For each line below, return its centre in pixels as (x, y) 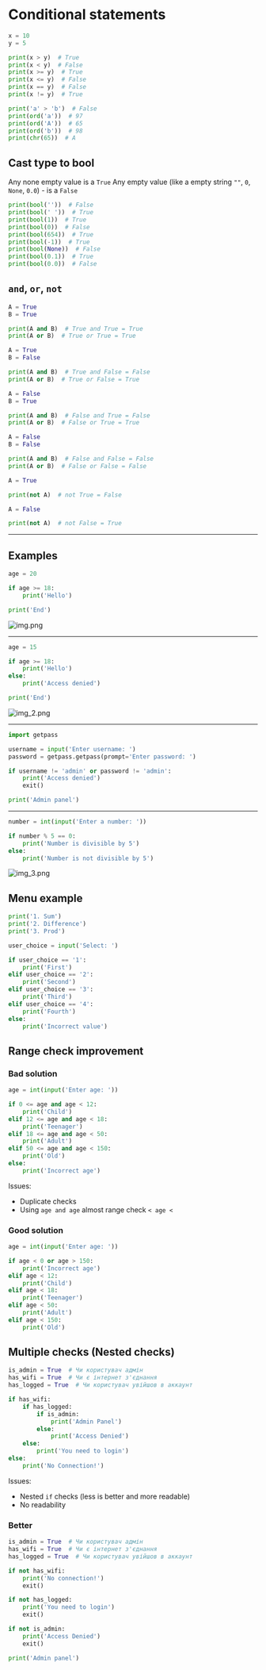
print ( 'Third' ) (47, 997)
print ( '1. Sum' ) (35, 917)
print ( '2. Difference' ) (47, 924)
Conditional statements (87, 15)
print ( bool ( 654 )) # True (51, 234)
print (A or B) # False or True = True (74, 423)
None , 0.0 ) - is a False (43, 190)
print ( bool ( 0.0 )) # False (53, 264)
